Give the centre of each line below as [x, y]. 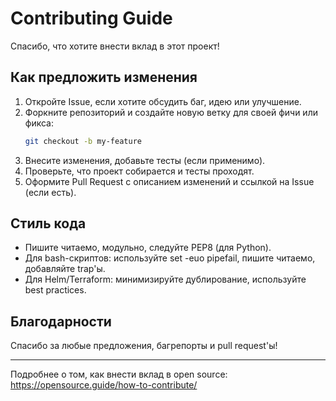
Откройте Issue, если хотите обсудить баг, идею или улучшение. [163, 101]
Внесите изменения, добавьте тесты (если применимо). [145, 160]
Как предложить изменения [104, 77]
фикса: [39, 123]
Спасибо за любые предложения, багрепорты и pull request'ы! [144, 346]
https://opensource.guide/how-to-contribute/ [104, 385]
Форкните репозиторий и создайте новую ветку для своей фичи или [171, 112]
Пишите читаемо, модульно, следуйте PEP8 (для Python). [148, 248]
